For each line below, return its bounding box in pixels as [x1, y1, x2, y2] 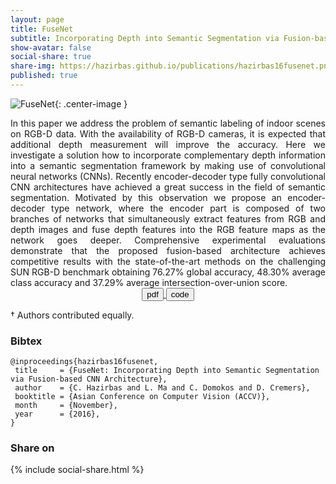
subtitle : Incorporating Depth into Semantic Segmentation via [10, 33, 280, 43]
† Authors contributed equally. [10, 309, 135, 321]
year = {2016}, [14, 409, 101, 420]
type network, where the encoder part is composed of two [51, 202, 326, 214]
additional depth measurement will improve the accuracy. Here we [10, 138, 326, 150]
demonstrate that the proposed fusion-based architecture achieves [10, 244, 326, 256]
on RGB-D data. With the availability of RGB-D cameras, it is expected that [10, 127, 326, 140]
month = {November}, [14, 401, 118, 411]
